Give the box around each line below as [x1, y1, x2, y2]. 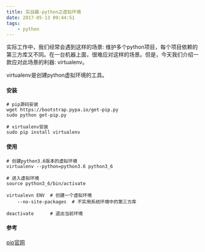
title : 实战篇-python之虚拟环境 [6, 9, 81, 15]
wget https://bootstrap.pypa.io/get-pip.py [6, 107, 119, 113]
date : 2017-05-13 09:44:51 [6, 15, 75, 21]
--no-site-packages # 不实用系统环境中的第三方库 [17, 198, 137, 205]
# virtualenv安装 [6, 124, 49, 130]
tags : [6, 20, 20, 26]
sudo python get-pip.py [6, 112, 67, 119]
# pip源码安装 [6, 102, 38, 108]
